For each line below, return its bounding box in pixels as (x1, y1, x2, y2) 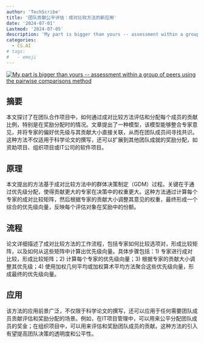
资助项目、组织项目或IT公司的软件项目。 (6, 144, 107, 151)
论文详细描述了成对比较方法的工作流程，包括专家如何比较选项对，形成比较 (6, 240, 192, 248)
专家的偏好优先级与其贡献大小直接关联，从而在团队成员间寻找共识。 (27, 129, 198, 136)
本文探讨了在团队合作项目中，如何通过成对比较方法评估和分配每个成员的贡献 (6, 114, 198, 121)
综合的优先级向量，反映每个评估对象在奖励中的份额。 (6, 203, 140, 211)
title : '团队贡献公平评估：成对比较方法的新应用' (6, 15, 117, 21)
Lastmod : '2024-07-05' (6, 25, 64, 32)
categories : (6, 37, 36, 43)
